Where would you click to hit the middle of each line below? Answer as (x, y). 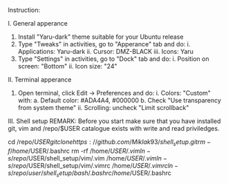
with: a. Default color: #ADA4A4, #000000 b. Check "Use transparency (120, 100)
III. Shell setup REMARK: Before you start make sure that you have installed (114, 121)
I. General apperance (38, 23)
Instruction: (24, 10)
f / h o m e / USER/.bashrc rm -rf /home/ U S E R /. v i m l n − (79, 151)
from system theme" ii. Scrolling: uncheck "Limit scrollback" (103, 108)
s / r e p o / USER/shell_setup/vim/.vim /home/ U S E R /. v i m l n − (88, 158)
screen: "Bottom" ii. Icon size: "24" (67, 66)
